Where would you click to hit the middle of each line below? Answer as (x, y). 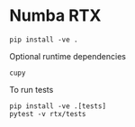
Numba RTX (55, 16)
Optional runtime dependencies (67, 56)
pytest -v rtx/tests (48, 113)
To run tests (31, 89)
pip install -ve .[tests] (58, 106)
